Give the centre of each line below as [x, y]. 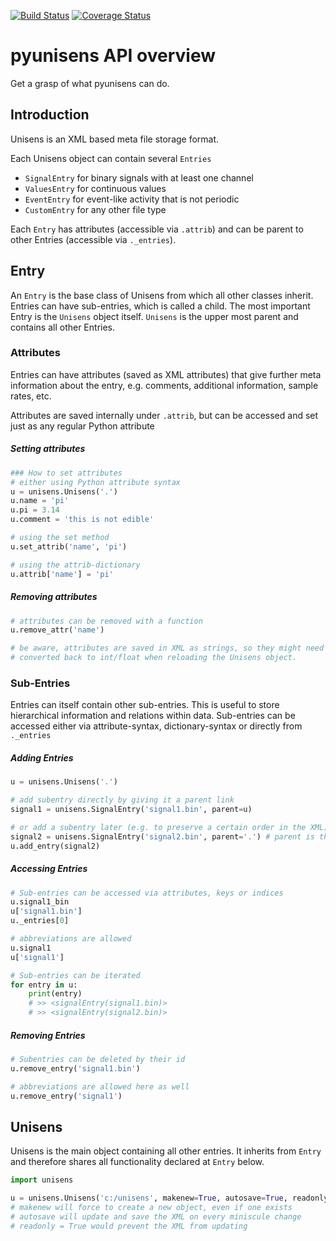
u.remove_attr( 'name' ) [57, 630]
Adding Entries [42, 757]
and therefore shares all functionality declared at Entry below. [137, 1162]
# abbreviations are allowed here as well [100, 1086]
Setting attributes [48, 449]
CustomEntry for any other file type [95, 209]
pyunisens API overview [113, 56]
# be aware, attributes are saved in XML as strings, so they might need [167, 648]
